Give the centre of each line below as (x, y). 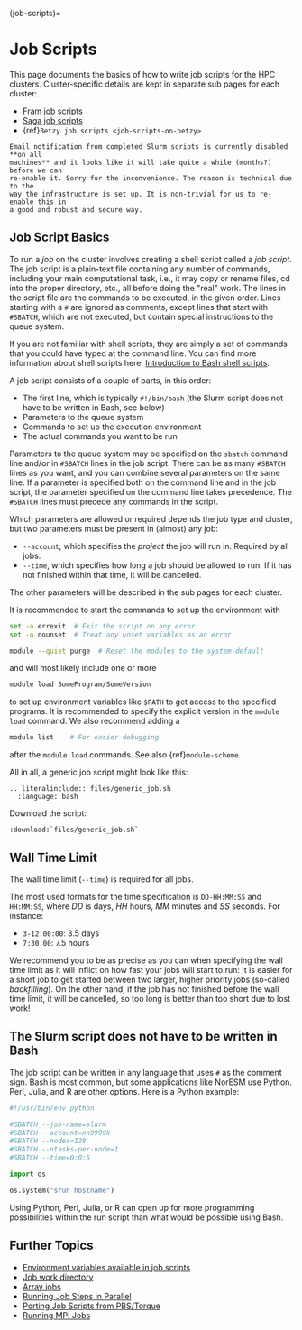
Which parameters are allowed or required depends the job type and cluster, (151, 518)
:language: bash (48, 797)
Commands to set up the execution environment (112, 427)
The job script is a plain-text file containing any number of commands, (140, 269)
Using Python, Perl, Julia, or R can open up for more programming (132, 1207)
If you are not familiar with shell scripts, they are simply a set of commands (149, 344)
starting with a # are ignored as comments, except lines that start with (139, 307)
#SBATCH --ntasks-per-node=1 (64, 1150)
